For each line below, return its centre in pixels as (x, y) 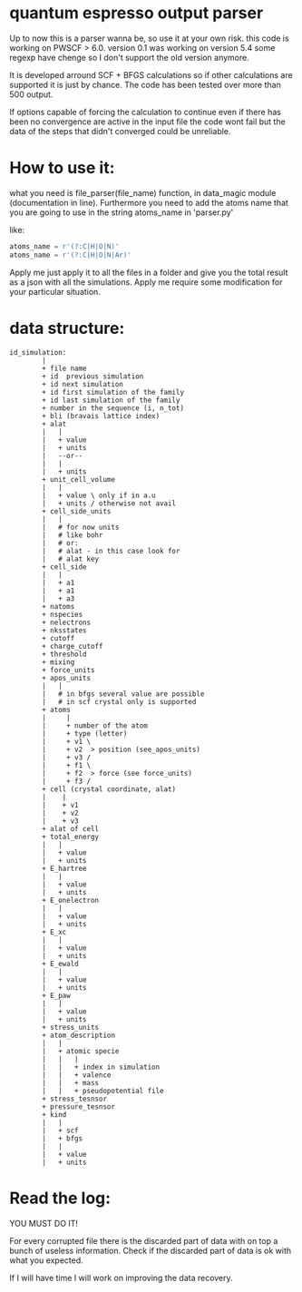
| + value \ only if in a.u (99, 495)
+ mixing (58, 662)
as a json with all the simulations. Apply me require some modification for (146, 282)
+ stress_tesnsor (74, 1099)
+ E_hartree (65, 868)
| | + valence (77, 1075)
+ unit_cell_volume (79, 479)
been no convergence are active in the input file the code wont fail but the (147, 122)
